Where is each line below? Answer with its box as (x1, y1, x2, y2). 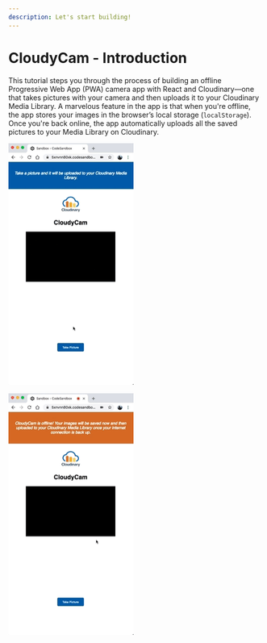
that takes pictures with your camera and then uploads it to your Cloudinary (8, 93, 260, 102)
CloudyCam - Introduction (8, 48, 188, 67)
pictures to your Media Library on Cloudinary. (8, 127, 160, 136)
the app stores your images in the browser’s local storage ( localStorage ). (8, 110, 252, 119)
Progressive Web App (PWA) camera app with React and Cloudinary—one (8, 84, 255, 94)
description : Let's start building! (8, 13, 131, 21)
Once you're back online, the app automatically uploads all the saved (8, 118, 238, 128)
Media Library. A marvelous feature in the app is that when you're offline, (8, 101, 252, 111)
